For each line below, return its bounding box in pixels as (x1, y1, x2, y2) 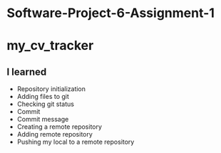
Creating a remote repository (16, 122, 103, 131)
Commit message (16, 115, 69, 124)
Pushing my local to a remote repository (16, 137, 135, 147)
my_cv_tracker (6, 38, 94, 54)
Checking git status (16, 100, 74, 108)
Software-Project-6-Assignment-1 (6, 5, 215, 21)
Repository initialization (16, 85, 86, 93)
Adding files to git (16, 93, 69, 101)
